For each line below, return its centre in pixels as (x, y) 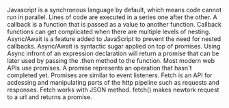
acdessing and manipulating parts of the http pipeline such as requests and (113, 82)
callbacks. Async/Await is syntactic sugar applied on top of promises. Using (114, 46)
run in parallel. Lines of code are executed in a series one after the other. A (112, 17)
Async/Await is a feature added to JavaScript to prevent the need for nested (114, 39)
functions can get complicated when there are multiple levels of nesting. (109, 31)
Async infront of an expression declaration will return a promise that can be (113, 53)
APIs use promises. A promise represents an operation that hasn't (100, 68)
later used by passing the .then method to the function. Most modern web (111, 60)
